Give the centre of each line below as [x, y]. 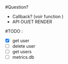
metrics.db [23, 57]
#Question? [17, 7]
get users [22, 52]
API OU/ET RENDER [32, 22]
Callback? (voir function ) [38, 16]
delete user [24, 46]
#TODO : [14, 31]
